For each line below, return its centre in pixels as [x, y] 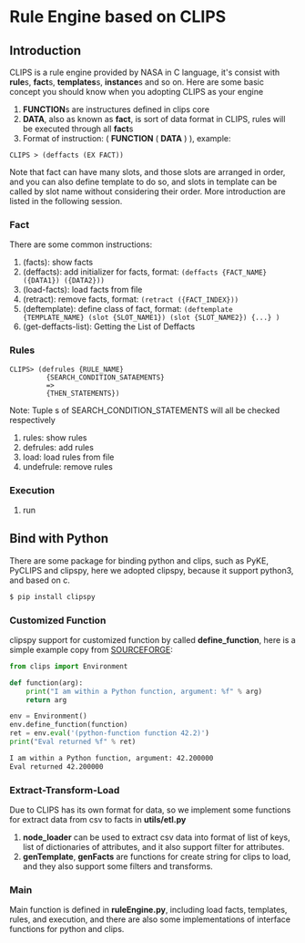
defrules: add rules [58, 447]
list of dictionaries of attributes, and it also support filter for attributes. [153, 846]
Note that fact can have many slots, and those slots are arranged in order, [147, 172]
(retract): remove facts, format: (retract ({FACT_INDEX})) [131, 299]
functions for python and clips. [67, 929]
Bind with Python [59, 539]
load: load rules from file [68, 457]
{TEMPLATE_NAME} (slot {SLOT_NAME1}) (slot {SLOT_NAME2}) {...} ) [151, 318]
